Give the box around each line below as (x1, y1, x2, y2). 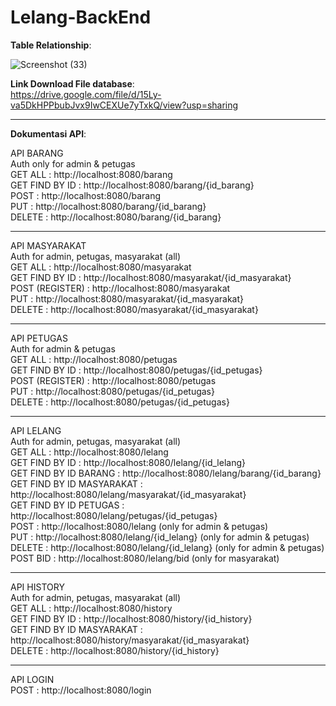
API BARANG (10, 147, 64, 159)
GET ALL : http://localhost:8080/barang (10, 168, 173, 180)
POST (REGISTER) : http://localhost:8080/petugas (10, 374, 217, 386)
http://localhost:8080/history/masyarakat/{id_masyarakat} (10, 634, 250, 646)
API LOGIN (10, 673, 55, 685)
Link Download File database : (10, 77, 135, 90)
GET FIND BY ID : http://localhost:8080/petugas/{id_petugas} (10, 364, 263, 376)
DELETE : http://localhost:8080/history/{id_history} (10, 644, 220, 656)
